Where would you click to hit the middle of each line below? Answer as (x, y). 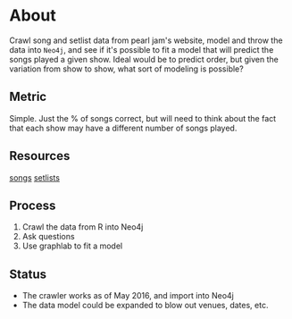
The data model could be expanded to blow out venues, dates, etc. (145, 306)
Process (33, 205)
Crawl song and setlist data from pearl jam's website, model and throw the (146, 40)
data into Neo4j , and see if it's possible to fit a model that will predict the (142, 49)
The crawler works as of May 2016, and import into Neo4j (128, 296)
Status (28, 274)
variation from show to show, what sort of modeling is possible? (126, 69)
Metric (28, 97)
